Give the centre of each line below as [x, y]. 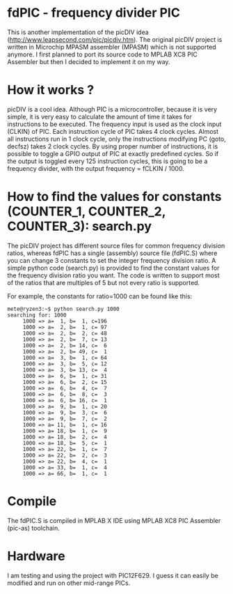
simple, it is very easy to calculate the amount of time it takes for [100, 116]
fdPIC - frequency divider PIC [94, 13]
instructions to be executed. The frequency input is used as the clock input [114, 124]
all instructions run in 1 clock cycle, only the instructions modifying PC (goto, [116, 139]
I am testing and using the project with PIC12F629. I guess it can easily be [113, 575]
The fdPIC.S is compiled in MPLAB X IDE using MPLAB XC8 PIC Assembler [114, 520]
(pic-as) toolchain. [34, 528]
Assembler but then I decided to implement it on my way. [89, 61]
